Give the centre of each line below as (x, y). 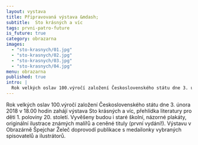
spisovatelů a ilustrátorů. (36, 136)
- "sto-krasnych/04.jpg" (42, 66)
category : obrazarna (32, 39)
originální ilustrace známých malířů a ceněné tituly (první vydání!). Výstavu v (99, 123)
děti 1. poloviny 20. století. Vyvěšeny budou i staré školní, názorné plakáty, (96, 117)
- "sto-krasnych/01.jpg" (42, 50)
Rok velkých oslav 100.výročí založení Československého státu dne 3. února (98, 104)
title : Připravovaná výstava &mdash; (52, 17)
